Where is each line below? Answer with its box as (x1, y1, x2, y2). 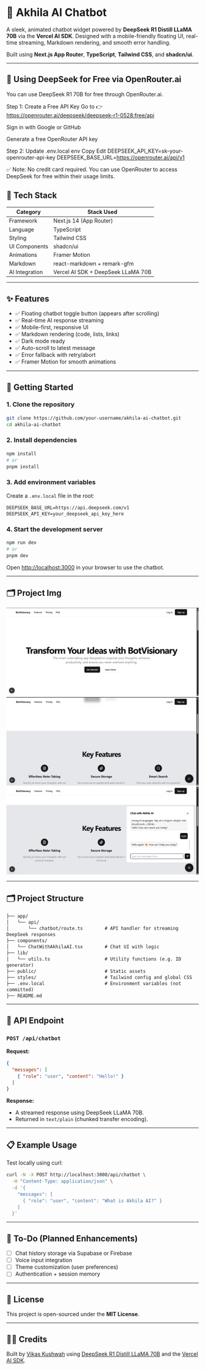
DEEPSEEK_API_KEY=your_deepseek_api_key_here (6, 511, 124, 517)
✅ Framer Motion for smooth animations (15, 358, 117, 365)
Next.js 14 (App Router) (53, 217, 113, 224)
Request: (6, 1048, 30, 1055)
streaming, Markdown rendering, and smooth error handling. (18, 39, 171, 46)
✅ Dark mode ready (15, 337, 65, 345)
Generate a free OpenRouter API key (6, 135, 98, 143)
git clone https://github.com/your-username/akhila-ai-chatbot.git (6, 415, 182, 421)
